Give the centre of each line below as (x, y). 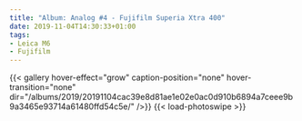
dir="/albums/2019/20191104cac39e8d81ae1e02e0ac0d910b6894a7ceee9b (151, 97)
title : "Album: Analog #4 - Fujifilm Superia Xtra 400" (117, 18)
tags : (20, 35)
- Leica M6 (30, 43)
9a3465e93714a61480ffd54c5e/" (72, 106)
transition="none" (43, 87)
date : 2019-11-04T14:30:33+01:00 (73, 26)
